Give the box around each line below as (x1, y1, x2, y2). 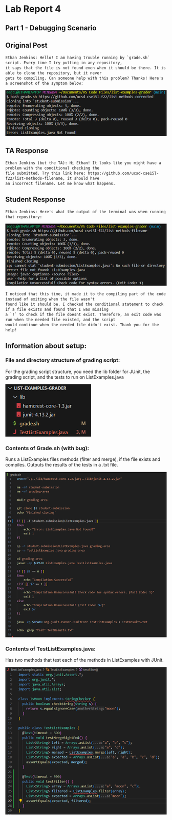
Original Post (5, 41, 48, 49)
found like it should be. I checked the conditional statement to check (5, 302, 164, 307)
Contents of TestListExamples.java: (5, 645, 96, 653)
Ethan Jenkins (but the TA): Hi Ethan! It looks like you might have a (5, 160, 161, 166)
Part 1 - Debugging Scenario (5, 24, 97, 32)
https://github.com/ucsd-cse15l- (88, 171, 159, 176)
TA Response (5, 146, 49, 155)
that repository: (5, 214, 42, 220)
